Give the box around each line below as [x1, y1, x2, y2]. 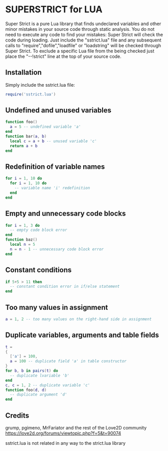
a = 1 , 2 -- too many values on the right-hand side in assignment [5, 317, 152, 322]
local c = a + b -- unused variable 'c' [10, 139, 97, 144]
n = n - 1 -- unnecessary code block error [10, 246, 104, 252]
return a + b [10, 143, 38, 148]
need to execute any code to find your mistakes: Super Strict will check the [5, 31, 163, 37]
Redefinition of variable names [5, 162, 105, 171]
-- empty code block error [10, 227, 67, 233]
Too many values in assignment [5, 303, 108, 311]
